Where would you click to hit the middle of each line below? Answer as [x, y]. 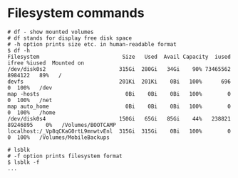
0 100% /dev [30, 88]
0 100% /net [30, 100]
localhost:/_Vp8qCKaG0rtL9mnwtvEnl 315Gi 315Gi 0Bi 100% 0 [119, 131]
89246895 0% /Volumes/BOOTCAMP [62, 125]
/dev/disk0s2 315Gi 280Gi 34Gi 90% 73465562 [119, 69]
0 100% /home [31, 112]
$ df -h [19, 50]
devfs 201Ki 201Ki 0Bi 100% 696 [119, 82]
